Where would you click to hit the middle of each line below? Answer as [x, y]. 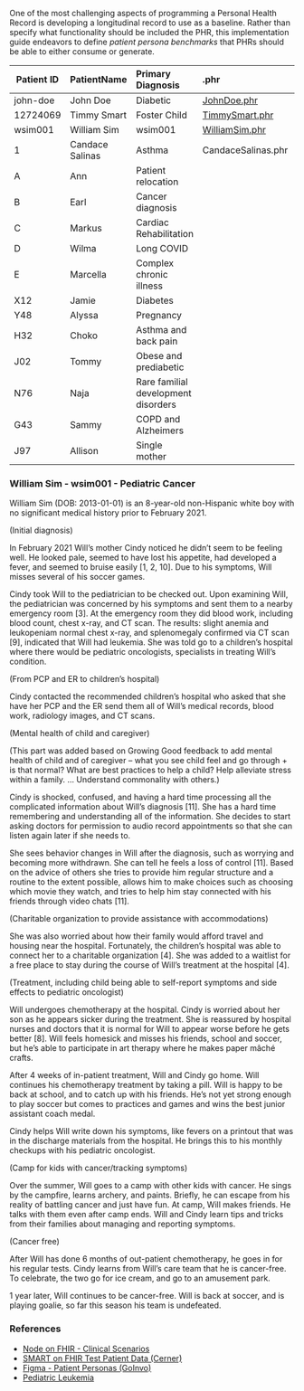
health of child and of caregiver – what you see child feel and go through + [148, 761]
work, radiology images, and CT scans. [82, 716]
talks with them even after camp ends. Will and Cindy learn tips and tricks [147, 1215]
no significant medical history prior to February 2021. [108, 513]
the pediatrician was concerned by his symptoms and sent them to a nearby [151, 604]
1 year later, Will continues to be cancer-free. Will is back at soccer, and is [147, 1296]
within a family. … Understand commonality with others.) [114, 780]
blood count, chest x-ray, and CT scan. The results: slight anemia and [139, 623]
